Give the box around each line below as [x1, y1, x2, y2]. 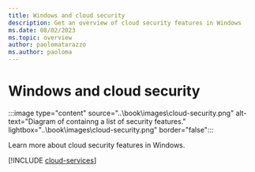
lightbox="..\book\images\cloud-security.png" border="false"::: [8, 125, 214, 134]
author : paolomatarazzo [8, 41, 87, 49]
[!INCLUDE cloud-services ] [8, 155, 97, 165]
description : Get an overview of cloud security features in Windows [8, 19, 242, 27]
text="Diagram [8, 116, 56, 126]
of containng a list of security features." [57, 116, 187, 126]
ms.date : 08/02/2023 [8, 26, 77, 34]
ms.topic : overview [8, 33, 73, 42]
